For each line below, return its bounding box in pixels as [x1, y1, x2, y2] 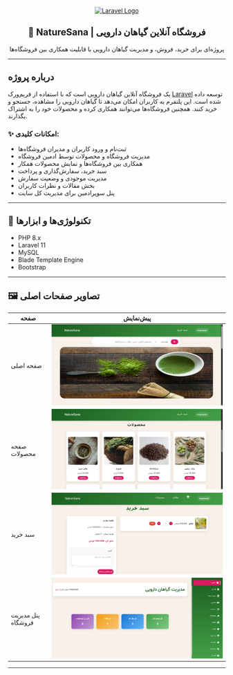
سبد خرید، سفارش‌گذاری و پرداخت [17, 167, 107, 175]
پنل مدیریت [10, 611, 40, 620]
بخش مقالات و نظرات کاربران [17, 181, 95, 189]
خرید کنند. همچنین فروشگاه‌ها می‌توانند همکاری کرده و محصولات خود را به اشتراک [8, 104, 217, 113]
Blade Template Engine [17, 256, 84, 264]
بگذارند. [8, 111, 28, 120]
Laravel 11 [17, 240, 46, 249]
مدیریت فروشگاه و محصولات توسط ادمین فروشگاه [17, 152, 151, 160]
